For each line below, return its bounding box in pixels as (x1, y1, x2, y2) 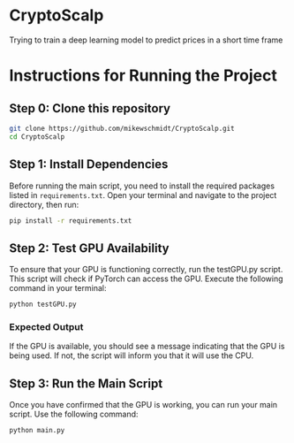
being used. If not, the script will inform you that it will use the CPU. (9, 350, 254, 361)
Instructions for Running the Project (9, 65, 278, 86)
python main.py (9, 426, 65, 435)
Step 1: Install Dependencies (9, 157, 169, 172)
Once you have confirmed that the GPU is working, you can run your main (9, 400, 278, 410)
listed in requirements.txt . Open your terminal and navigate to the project (9, 189, 277, 200)
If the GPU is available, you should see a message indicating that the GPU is (9, 341, 285, 352)
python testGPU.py (9, 300, 77, 309)
